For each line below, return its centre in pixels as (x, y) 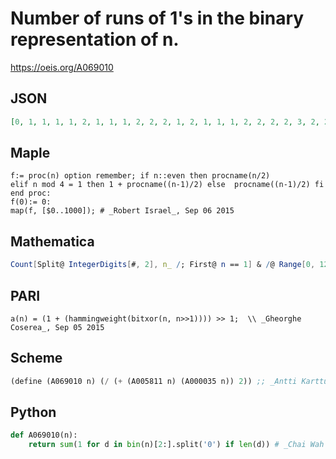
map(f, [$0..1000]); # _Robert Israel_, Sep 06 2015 (122, 211)
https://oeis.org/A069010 (62, 67)
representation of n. (95, 39)
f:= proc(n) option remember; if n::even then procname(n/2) (140, 176)
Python (33, 412)
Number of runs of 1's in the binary (157, 18)
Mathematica (52, 241)
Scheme (36, 358)
